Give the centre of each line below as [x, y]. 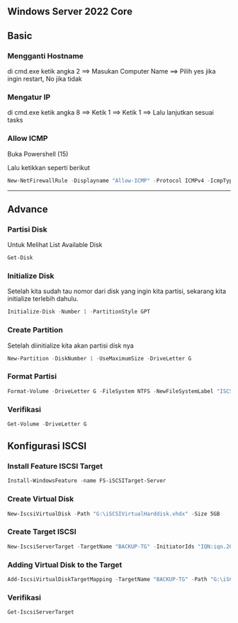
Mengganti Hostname [45, 56]
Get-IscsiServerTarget [41, 612]
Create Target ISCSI [42, 532]
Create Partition [35, 330]
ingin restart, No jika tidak [45, 79]
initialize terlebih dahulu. [43, 299]
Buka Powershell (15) [38, 154]
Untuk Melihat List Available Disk [55, 245]
